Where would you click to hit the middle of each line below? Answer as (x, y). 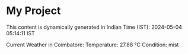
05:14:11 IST (20, 33)
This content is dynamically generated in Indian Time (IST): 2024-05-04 (94, 27)
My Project (34, 11)
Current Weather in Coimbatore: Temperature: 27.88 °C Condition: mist (93, 45)
